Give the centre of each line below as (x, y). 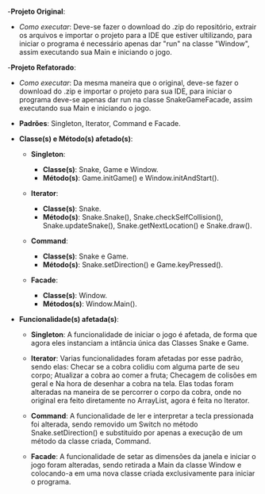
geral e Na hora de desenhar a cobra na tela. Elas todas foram (132, 383)
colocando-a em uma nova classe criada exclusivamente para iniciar (143, 473)
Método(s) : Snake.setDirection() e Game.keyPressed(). (133, 264)
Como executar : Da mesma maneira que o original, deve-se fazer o (129, 83)
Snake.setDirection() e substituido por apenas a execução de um (136, 433)
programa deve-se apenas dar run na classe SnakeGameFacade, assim (136, 100)
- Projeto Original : (36, 11)
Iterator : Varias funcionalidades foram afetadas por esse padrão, (137, 358)
